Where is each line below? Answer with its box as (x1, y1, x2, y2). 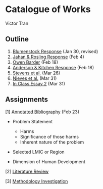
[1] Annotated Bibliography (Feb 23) (5, 109, 80, 115)
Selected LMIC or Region (12, 149, 65, 155)
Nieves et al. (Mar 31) (12, 75, 57, 81)
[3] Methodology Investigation (5, 178, 68, 184)
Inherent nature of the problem (20, 139, 84, 145)
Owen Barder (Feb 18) (12, 59, 59, 65)
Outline (5, 35, 29, 43)
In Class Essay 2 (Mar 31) (12, 80, 66, 86)
